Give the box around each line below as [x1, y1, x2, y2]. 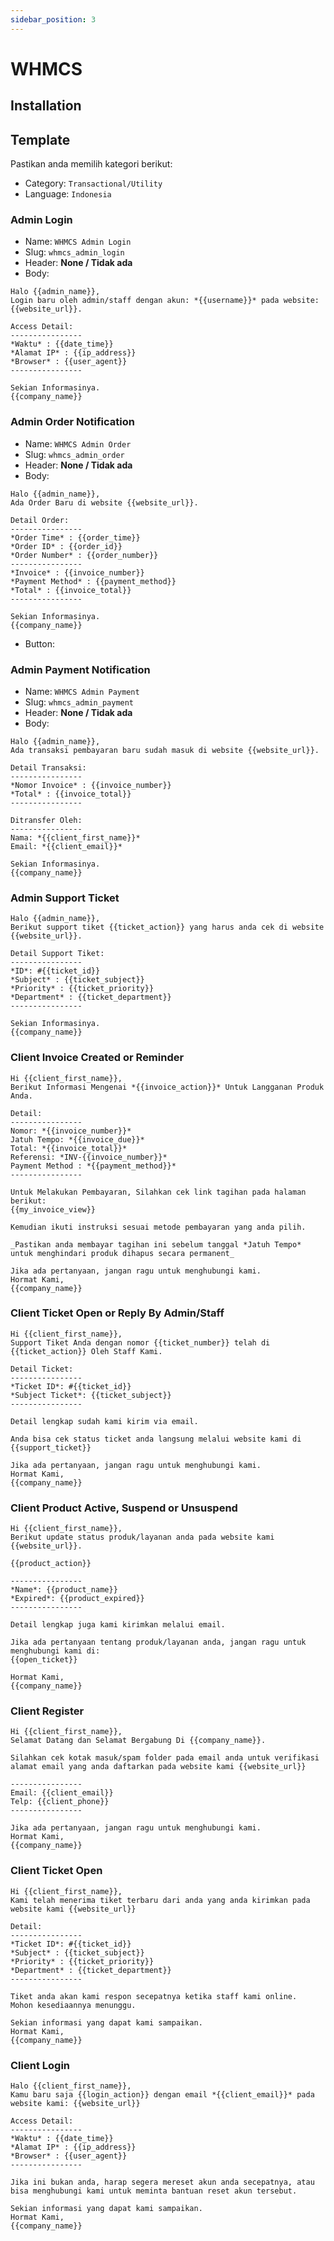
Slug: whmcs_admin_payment [24, 696, 135, 708]
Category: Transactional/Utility [24, 177, 163, 190]
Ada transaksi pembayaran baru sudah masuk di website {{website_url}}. [10, 745, 320, 755]
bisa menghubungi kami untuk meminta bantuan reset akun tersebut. [10, 2186, 298, 2196]
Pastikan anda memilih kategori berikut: [10, 158, 173, 170]
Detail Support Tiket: [10, 949, 105, 959]
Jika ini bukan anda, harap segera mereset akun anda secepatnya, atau [10, 2177, 315, 2187]
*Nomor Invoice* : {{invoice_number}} [10, 780, 172, 790]
